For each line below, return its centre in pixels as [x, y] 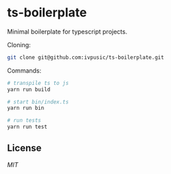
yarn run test [27, 127]
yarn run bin [26, 108]
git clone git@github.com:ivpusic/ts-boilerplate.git [86, 57]
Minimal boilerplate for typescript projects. [67, 32]
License [24, 148]
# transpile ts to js [38, 83]
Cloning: [19, 45]
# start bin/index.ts [38, 102]
